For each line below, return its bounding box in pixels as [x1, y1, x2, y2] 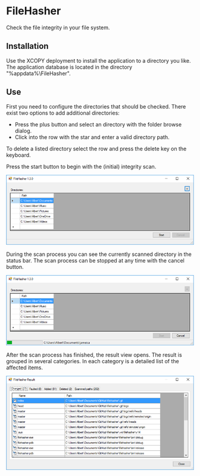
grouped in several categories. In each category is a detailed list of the [6, 358, 180, 365]
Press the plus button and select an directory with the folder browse [14, 120, 182, 128]
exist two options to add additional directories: [6, 109, 120, 116]
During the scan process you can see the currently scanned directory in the [6, 251, 192, 258]
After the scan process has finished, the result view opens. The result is [6, 351, 183, 358]
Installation [6, 41, 49, 51]
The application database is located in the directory [6, 63, 133, 70]
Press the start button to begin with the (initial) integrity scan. [6, 163, 157, 170]
